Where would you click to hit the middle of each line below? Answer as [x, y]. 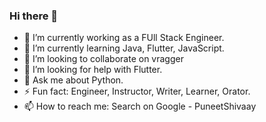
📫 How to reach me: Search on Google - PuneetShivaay [140, 106]
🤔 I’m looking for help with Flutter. [93, 70]
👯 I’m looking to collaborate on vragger [103, 59]
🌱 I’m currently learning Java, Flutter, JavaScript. [124, 48]
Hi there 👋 [34, 16]
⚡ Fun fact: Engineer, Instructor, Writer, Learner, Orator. [137, 91]
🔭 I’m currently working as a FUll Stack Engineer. [124, 38]
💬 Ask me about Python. [73, 80]
